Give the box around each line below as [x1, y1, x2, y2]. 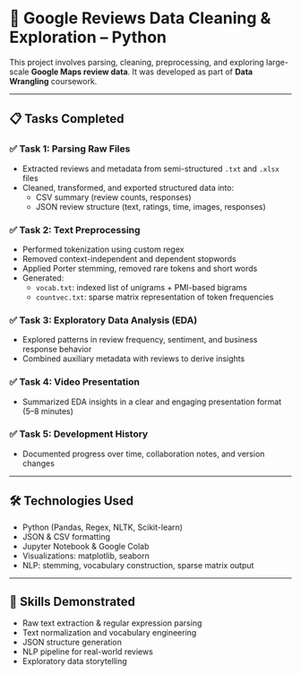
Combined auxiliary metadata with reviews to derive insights [21, 353, 245, 364]
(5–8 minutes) [21, 405, 74, 416]
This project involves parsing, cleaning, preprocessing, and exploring [9, 56, 264, 67]
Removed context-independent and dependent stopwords [21, 253, 237, 264]
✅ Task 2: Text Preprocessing [9, 223, 141, 236]
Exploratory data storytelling [21, 656, 127, 667]
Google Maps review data [30, 66, 128, 77]
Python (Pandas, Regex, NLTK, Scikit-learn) [21, 522, 184, 532]
